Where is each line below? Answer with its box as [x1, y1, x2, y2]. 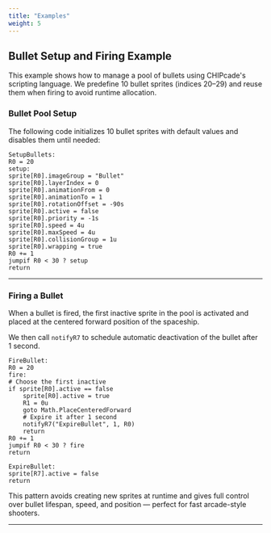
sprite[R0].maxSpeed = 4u [8, 228, 95, 237]
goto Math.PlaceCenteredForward [23, 405, 131, 414]
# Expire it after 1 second [23, 413, 117, 421]
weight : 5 [8, 19, 42, 27]
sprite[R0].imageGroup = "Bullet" [8, 171, 125, 180]
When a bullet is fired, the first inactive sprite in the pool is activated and [8, 308, 249, 317]
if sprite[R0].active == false [8, 384, 114, 392]
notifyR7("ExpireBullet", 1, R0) [23, 420, 135, 428]
